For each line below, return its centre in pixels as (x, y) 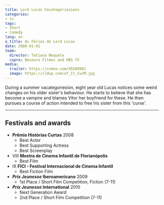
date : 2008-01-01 (23, 46)
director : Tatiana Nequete (37, 55)
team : (10, 51)
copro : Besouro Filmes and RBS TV (44, 60)
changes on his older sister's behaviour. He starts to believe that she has (78, 92)
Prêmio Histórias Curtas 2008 (43, 135)
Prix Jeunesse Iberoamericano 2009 (50, 177)
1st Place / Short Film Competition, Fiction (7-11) (67, 181)
